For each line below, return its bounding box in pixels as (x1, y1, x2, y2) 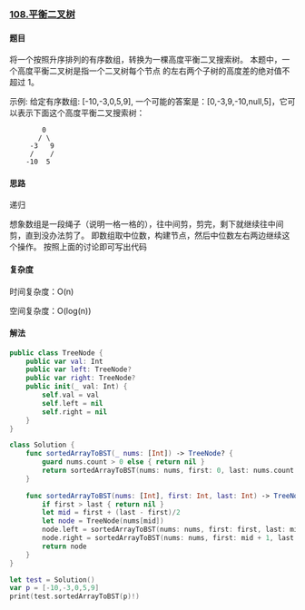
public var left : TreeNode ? (25, 365, 132, 374)
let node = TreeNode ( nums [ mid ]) (42, 517, 165, 526)
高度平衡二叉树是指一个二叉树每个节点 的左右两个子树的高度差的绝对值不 (16, 65, 290, 76)
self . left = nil (42, 398, 103, 408)
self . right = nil (42, 407, 107, 417)
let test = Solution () (9, 575, 95, 585)
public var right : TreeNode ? (25, 374, 136, 383)
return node (42, 542, 88, 551)
